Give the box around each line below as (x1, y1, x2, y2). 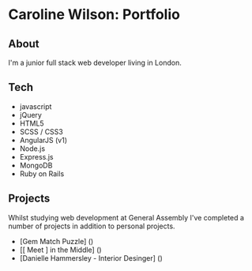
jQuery (19, 110, 42, 119)
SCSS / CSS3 (19, 126, 63, 136)
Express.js (19, 152, 54, 161)
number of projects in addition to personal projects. (8, 221, 175, 231)
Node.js (19, 144, 46, 153)
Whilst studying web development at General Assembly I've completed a (8, 213, 245, 222)
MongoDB (19, 160, 53, 170)
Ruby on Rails (19, 168, 65, 179)
